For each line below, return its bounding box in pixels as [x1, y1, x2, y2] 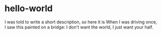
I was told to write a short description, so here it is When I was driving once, [4, 19, 157, 25]
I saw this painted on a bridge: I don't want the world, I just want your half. [4, 24, 153, 30]
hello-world [4, 3, 53, 14]
